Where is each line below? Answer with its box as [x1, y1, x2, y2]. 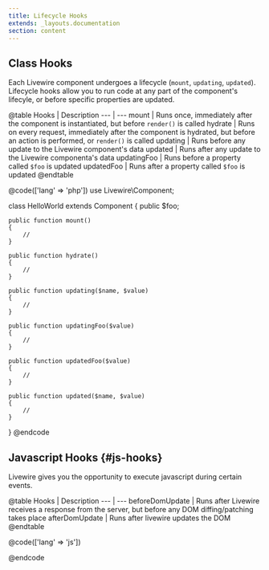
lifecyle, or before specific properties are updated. [8, 95, 175, 104]
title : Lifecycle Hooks [8, 11, 88, 20]
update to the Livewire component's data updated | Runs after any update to [8, 145, 261, 154]
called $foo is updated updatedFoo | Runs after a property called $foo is [8, 161, 246, 171]
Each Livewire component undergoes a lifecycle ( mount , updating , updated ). [8, 78, 256, 88]
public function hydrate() [8, 252, 99, 260]
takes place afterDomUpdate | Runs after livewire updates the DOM [8, 513, 231, 523]
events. [8, 481, 33, 490]
